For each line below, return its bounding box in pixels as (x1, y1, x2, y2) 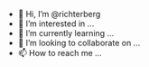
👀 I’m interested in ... (17, 18, 95, 29)
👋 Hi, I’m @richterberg (17, 9, 101, 19)
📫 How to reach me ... (17, 48, 102, 58)
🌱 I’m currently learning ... (17, 28, 115, 38)
